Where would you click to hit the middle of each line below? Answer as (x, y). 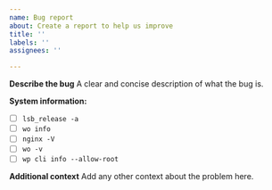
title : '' (28, 34)
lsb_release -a (50, 120)
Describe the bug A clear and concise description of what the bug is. (136, 84)
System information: (48, 101)
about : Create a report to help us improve (91, 26)
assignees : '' (36, 51)
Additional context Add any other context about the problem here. (132, 177)
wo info (36, 129)
